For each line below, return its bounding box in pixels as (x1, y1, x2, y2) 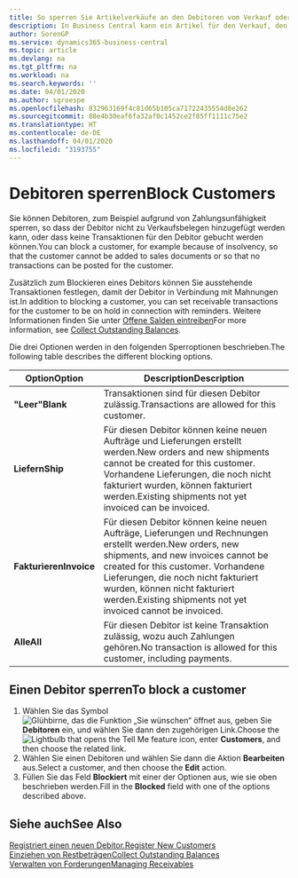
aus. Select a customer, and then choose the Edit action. (21, 763, 227, 773)
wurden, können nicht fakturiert (103, 582, 235, 595)
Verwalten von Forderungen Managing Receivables (9, 858, 194, 870)
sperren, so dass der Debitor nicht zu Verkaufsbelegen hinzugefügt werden (9, 222, 286, 233)
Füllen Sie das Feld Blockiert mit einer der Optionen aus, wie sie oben (21, 771, 278, 782)
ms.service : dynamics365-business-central (9, 37, 169, 47)
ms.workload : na (9, 71, 69, 80)
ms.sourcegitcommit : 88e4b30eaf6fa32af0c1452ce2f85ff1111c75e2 (9, 112, 248, 121)
